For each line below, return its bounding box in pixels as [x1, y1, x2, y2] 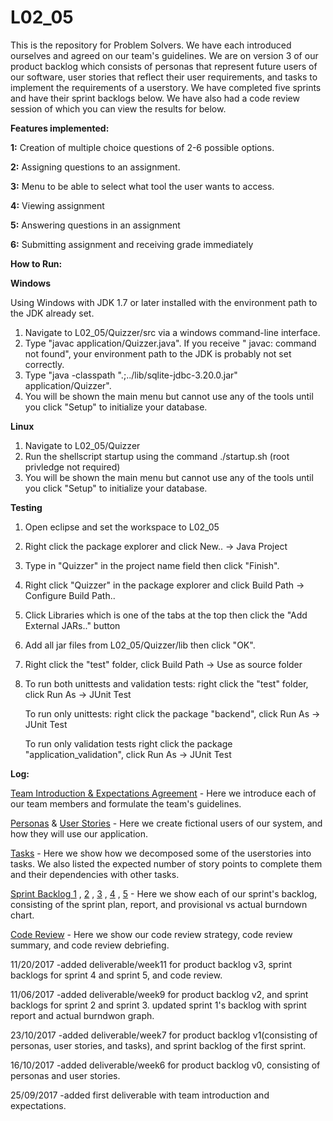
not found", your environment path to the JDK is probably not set [24, 347, 292, 360]
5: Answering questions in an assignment [10, 219, 181, 231]
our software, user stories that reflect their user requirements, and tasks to [10, 71, 318, 83]
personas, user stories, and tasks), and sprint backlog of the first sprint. [10, 1039, 307, 1051]
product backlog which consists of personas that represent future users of [10, 60, 318, 72]
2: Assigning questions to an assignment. [10, 161, 181, 173]
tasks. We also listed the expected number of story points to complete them [10, 857, 323, 870]
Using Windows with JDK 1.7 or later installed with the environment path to [10, 296, 318, 308]
